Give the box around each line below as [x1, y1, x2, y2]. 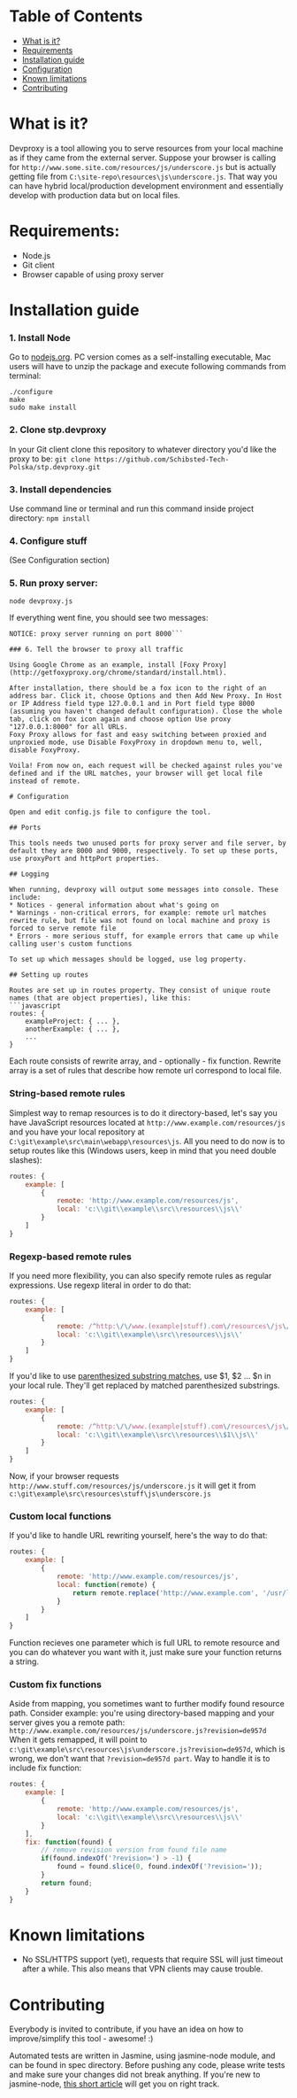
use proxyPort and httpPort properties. [9, 855, 161, 863]
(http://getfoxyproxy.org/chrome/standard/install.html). [9, 669, 227, 677]
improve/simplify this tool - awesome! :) [9, 2033, 154, 2044]
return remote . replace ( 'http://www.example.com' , [72, 1588, 259, 1598]
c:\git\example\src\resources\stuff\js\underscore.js [9, 1490, 212, 1498]
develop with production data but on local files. [9, 190, 181, 200]
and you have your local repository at [9, 1126, 145, 1137]
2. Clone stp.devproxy [9, 423, 107, 436]
